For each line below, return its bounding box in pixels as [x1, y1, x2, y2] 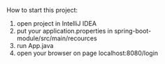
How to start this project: [6, 6, 78, 14]
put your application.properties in [16, 27, 113, 35]
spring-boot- [114, 27, 152, 35]
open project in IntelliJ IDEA [16, 19, 97, 27]
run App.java [16, 42, 54, 49]
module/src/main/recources [16, 34, 97, 42]
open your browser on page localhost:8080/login [16, 49, 159, 57]
